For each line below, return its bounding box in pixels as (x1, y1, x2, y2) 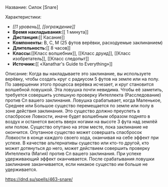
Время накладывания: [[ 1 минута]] (12, 29, 89, 35)
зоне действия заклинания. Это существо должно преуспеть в (5, 108, 140, 114)
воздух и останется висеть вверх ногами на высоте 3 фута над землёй (5, 119, 157, 124)
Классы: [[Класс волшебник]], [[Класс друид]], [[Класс (12, 50, 131, 56)
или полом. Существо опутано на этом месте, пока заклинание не (5, 124, 148, 130)
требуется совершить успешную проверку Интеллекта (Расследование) (5, 92, 161, 98)
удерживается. (5, 166, 38, 172)
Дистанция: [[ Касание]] (12, 35, 65, 40)
